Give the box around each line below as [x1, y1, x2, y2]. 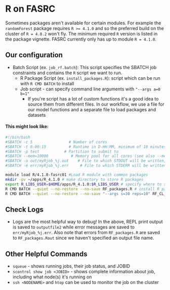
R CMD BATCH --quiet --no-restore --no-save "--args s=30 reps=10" [5, 191, 151, 196]
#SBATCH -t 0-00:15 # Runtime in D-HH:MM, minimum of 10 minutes [5, 144, 166, 149]
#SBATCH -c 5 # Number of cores [5, 139, 108, 145]
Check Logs [5, 205, 44, 214]
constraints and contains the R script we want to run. [12, 70, 122, 76]
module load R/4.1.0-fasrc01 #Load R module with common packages [5, 172, 148, 178]
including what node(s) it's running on [12, 274, 92, 280]
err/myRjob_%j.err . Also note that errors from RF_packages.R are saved [12, 230, 160, 236]
